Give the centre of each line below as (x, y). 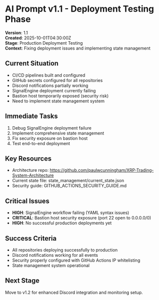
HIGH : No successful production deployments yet (62, 223)
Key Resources (28, 158)
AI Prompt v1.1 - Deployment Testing (79, 9)
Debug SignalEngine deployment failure (52, 128)
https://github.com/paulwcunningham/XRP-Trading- (102, 170)
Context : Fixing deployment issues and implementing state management (78, 48)
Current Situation (32, 63)
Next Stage (22, 281)
